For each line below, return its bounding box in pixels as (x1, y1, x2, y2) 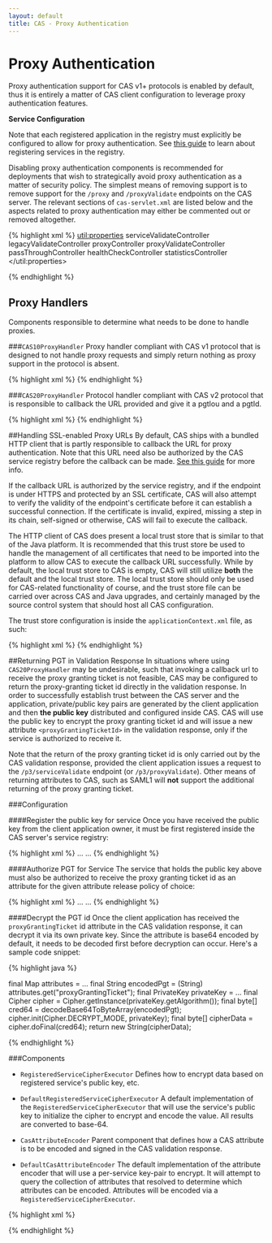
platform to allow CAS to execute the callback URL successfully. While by (8, 557, 253, 567)
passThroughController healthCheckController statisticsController (8, 248, 228, 258)
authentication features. (8, 98, 89, 108)
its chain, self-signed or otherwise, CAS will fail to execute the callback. (8, 515, 248, 525)
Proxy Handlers (8, 296, 89, 310)
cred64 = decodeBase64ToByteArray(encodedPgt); (8, 1005, 182, 1015)
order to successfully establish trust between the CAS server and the (8, 691, 240, 700)
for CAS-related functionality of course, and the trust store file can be (8, 583, 241, 593)
